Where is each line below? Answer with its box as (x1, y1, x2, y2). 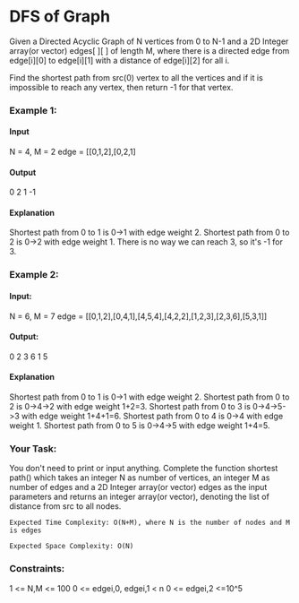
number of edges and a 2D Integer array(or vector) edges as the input (9, 482, 268, 493)
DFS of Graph (9, 6, 110, 27)
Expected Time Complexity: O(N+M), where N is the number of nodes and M (9, 518, 291, 528)
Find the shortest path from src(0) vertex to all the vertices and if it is (9, 72, 264, 82)
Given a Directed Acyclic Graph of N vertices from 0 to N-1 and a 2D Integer (9, 36, 289, 47)
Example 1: (9, 104, 57, 116)
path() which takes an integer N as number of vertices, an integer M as (9, 472, 270, 483)
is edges (9, 526, 42, 535)
